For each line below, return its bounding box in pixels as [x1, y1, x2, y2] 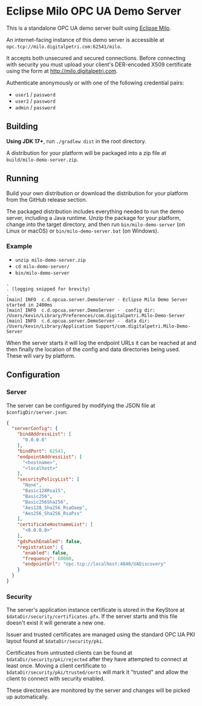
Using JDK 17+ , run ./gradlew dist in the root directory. [6, 137, 146, 145]
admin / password [15, 103, 56, 111]
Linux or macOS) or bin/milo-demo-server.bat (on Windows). [6, 227, 159, 235]
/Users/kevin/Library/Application [6, 323, 94, 329]
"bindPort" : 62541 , [17, 448, 67, 454]
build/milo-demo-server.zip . [6, 156, 79, 163]
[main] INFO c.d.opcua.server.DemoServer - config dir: [6, 307, 155, 314]
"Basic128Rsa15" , [22, 488, 67, 494]
